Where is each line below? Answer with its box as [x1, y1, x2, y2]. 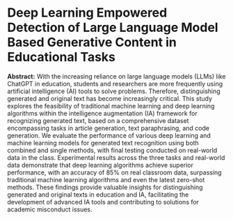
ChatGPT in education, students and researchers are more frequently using [7, 79, 223, 88]
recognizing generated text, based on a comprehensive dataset [7, 116, 189, 124]
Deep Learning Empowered [7, 5, 168, 21]
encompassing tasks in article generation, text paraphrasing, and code [7, 124, 210, 132]
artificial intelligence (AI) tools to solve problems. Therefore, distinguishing [7, 87, 220, 95]
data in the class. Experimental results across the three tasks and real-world [7, 153, 225, 161]
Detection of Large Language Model [7, 19, 218, 35]
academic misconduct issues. [7, 205, 93, 213]
